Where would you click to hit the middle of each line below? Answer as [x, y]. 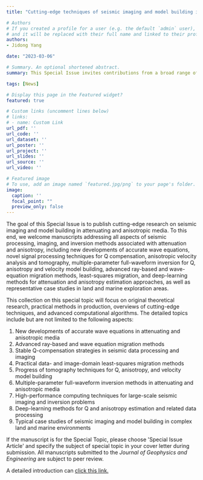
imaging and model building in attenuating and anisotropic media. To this [97, 230]
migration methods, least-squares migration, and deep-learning [108, 276]
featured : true [25, 101]
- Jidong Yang [24, 45]
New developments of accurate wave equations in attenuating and [98, 332]
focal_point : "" [32, 201]
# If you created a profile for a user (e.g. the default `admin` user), [101, 28]
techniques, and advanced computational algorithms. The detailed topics [97, 313]
